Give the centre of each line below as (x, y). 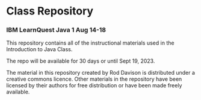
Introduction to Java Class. (39, 49)
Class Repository (50, 11)
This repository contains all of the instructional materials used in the (90, 43)
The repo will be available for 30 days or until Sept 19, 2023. (81, 61)
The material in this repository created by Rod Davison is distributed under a (101, 73)
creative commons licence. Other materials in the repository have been (94, 79)
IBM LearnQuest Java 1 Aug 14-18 (56, 30)
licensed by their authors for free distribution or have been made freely (94, 86)
